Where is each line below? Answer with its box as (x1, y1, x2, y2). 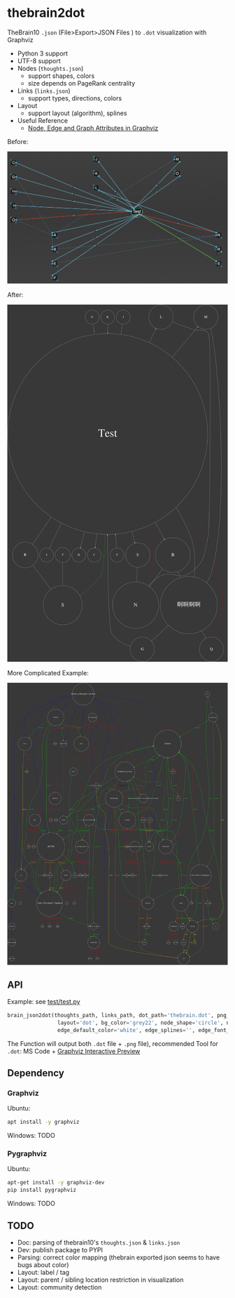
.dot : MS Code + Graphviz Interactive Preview (7, 1047, 141, 1055)
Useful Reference (17, 116, 69, 124)
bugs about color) (17, 1261, 69, 1269)
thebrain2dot (7, 5, 85, 21)
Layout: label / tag (17, 1269, 70, 1277)
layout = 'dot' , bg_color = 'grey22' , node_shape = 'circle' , (57, 1019, 224, 1026)
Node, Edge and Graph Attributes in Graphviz (27, 124, 159, 132)
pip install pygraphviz (7, 1186, 77, 1194)
